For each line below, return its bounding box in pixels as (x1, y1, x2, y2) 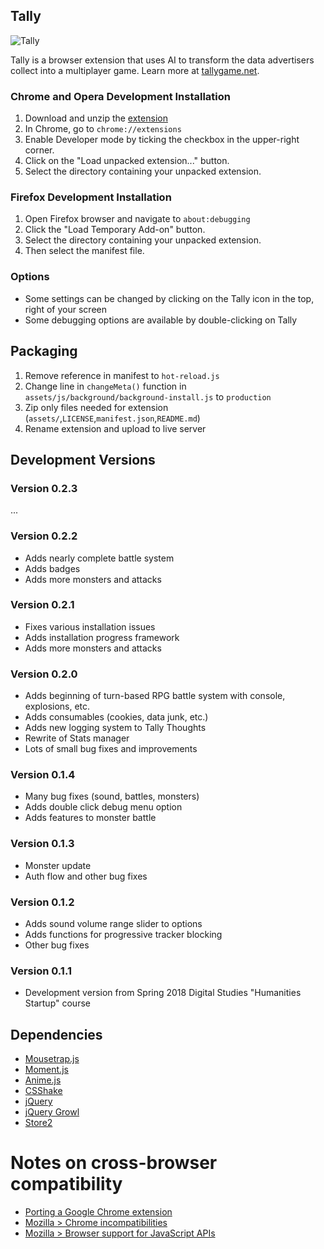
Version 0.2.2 (10, 529, 78, 543)
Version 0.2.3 (10, 481, 78, 495)
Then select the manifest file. (24, 245, 145, 257)
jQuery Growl (24, 1106, 80, 1118)
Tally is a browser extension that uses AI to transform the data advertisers (10, 54, 315, 66)
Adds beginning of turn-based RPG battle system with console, (24, 690, 286, 702)
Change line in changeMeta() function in (24, 380, 187, 392)
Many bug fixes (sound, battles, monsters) (24, 790, 200, 803)
